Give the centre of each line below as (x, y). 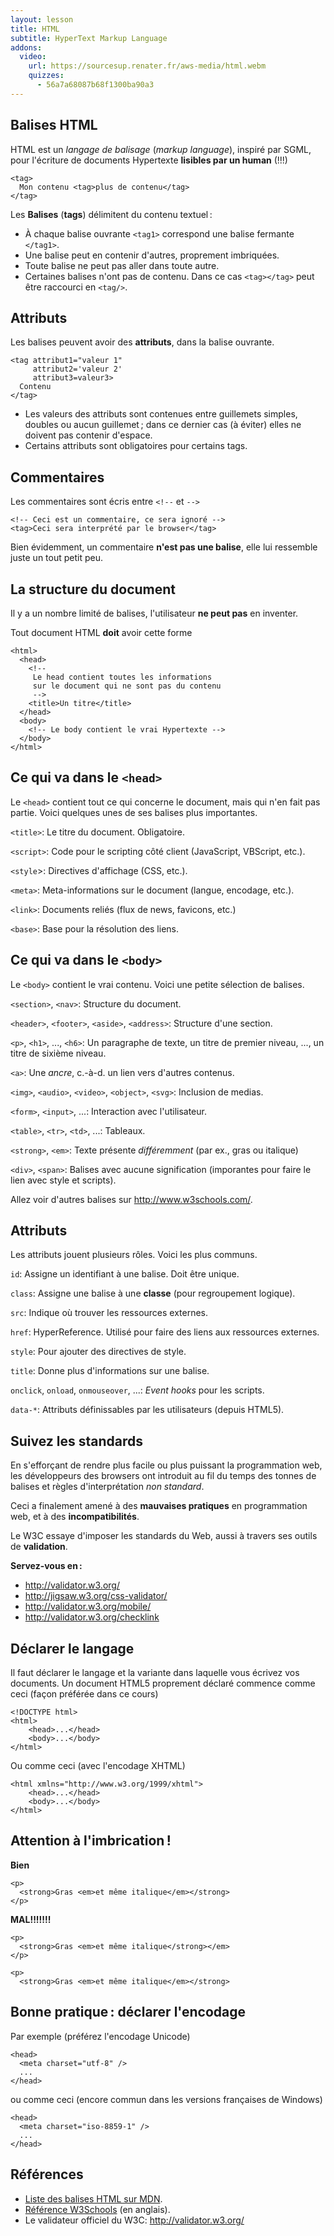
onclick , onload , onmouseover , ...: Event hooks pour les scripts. (137, 1390)
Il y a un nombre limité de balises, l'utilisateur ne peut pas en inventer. (154, 613)
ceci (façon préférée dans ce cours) (84, 1694)
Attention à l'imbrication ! (91, 1841)
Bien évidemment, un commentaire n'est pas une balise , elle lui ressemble (164, 547)
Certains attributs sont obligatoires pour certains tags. (136, 446)
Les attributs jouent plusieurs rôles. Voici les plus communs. (134, 1255)
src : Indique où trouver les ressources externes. (109, 1313)
